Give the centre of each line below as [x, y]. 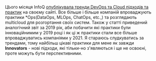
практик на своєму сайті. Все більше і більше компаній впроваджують [78, 12]
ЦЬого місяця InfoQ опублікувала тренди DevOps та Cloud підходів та [77, 7]
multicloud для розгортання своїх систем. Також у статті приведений [76, 22]
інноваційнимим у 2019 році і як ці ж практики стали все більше [71, 33]
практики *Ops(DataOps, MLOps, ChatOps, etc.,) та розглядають [71, 17]
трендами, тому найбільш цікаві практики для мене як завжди [70, 43]
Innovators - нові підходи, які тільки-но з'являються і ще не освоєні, [76, 48]
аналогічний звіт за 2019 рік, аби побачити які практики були [68, 28]
